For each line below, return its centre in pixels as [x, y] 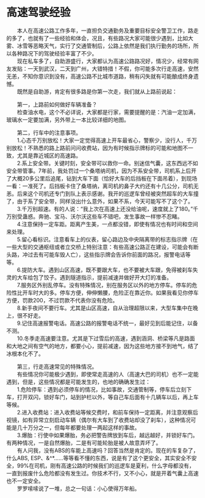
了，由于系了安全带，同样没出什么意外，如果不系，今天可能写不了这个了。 [100, 201]
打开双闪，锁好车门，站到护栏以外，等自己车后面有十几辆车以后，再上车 [108, 397]
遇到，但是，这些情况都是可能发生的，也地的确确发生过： [78, 382]
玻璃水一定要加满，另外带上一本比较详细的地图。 [68, 119]
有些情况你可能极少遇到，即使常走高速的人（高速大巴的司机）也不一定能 [108, 374]
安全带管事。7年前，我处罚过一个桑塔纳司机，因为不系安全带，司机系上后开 [101, 171]
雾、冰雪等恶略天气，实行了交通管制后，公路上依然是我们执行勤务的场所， [100, 46]
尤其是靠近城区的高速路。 [49, 155]
